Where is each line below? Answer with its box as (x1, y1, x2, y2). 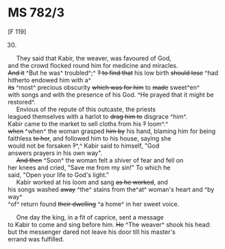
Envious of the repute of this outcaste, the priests (16, 105, 156, 113)
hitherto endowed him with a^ (8, 75, 91, 84)
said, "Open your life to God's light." (8, 170, 109, 179)
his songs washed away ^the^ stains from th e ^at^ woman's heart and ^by (8, 185, 215, 193)
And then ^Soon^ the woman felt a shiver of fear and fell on (16, 156, 184, 164)
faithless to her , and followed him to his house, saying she (8, 134, 171, 142)
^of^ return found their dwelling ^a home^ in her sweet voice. (8, 200, 180, 208)
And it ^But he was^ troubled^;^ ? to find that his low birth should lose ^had (8, 69, 219, 77)
